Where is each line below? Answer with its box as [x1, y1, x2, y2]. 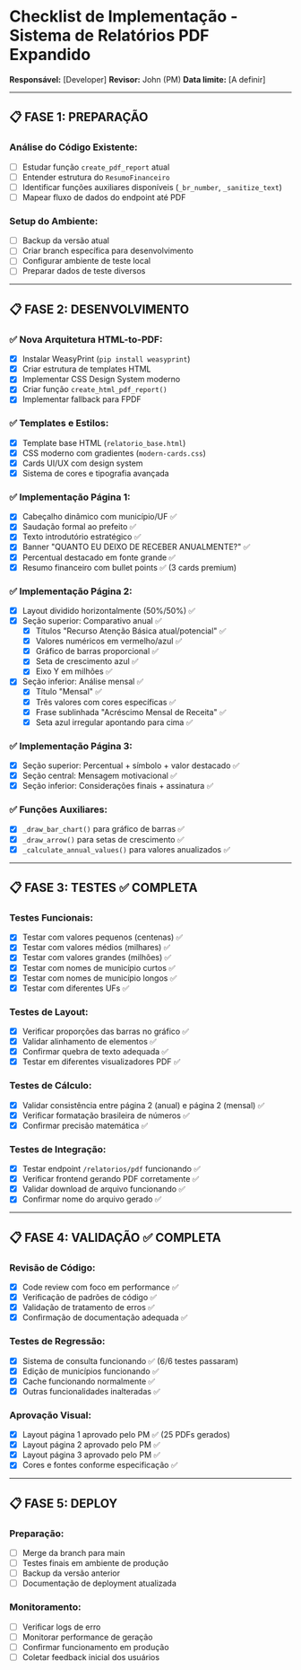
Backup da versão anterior [21, 1568, 121, 1578]
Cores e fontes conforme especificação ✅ [21, 1460, 178, 1471]
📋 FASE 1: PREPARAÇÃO [9, 109, 149, 125]
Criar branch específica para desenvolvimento [21, 245, 194, 257]
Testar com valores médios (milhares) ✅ [21, 942, 171, 953]
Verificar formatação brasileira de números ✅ [21, 1110, 190, 1121]
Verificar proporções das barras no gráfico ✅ [21, 1026, 190, 1037]
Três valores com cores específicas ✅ [35, 696, 176, 707]
